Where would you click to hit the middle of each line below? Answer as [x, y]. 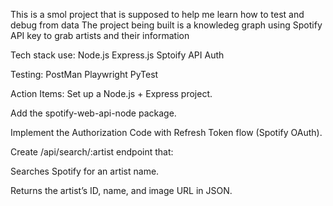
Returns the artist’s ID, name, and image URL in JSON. [121, 190]
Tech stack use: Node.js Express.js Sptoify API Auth [117, 55]
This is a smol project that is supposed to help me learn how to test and [157, 14]
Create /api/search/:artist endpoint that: [92, 152]
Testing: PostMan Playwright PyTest [84, 74]
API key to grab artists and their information [100, 35]
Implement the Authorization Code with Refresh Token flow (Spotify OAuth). [166, 132]
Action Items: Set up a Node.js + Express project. [111, 93]
